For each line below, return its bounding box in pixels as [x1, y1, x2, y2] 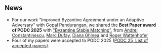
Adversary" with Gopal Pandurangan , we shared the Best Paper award [11, 22, 156, 28]
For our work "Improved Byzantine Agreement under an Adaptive [11, 17, 144, 22]
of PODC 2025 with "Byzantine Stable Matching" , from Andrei [11, 27, 138, 33]
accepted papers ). [11, 42, 50, 48]
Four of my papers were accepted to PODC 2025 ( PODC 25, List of [11, 37, 148, 43]
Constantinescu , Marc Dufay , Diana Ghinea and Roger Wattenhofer [11, 32, 148, 38]
